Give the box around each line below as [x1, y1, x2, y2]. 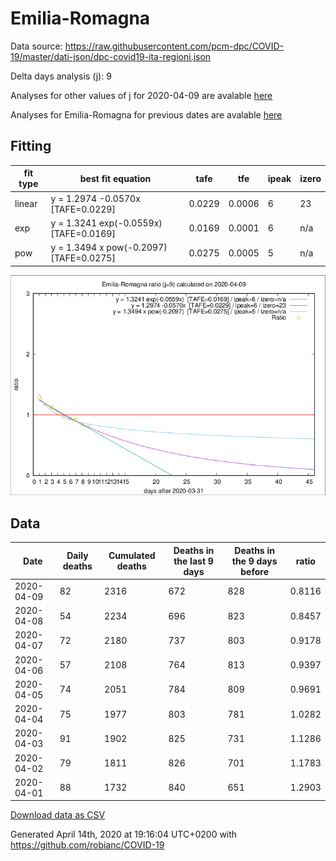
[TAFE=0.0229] [50, 203, 116, 215]
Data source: [10, 40, 63, 52]
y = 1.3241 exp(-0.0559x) [50, 217, 163, 229]
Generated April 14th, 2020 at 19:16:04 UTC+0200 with [10, 828, 238, 841]
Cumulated [108, 550, 156, 562]
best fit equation [79, 172, 152, 184]
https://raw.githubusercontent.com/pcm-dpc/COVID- [64, 40, 285, 52]
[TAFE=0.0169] [50, 227, 116, 239]
